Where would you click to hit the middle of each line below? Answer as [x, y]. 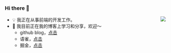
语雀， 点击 [31, 39]
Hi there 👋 [17, 8]
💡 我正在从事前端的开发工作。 [43, 20]
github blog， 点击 [39, 33]
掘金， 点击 [31, 45]
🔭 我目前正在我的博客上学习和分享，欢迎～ [57, 26]
